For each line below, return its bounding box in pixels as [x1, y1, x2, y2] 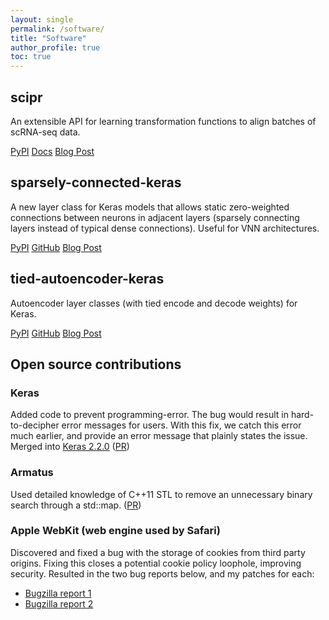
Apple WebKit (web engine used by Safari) [10, 524, 221, 538]
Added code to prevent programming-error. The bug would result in [10, 409, 289, 421]
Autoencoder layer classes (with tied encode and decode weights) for [10, 297, 298, 309]
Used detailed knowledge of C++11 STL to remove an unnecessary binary [10, 488, 313, 500]
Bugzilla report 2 [24, 597, 94, 610]
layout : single [10, 14, 74, 25]
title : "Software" [10, 33, 87, 43]
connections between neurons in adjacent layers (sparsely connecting [10, 211, 300, 223]
